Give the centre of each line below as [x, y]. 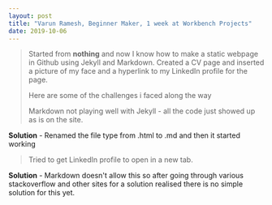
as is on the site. [56, 120]
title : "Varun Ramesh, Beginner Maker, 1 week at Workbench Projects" [130, 23]
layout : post [30, 16]
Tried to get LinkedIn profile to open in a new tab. [110, 160]
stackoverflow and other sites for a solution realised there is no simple [126, 184]
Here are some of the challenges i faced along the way [120, 96]
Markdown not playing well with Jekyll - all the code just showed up [142, 111]
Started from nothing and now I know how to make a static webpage [143, 54]
